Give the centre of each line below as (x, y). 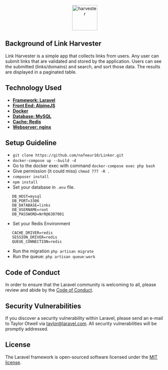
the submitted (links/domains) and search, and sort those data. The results (83, 66)
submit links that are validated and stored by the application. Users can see (83, 61)
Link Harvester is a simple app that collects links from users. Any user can (82, 56)
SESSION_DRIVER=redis (35, 237)
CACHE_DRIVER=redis (32, 233)
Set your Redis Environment (41, 224)
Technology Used (34, 88)
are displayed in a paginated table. (41, 72)
